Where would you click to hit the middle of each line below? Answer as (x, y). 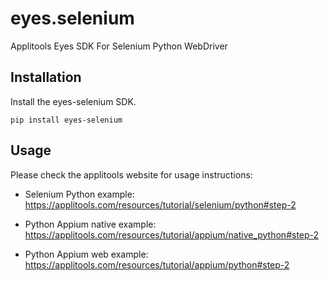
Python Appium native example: (90, 224)
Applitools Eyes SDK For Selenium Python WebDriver (119, 46)
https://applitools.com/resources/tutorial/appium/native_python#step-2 (172, 234)
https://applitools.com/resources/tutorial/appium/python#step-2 (157, 264)
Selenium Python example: (79, 194)
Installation (46, 77)
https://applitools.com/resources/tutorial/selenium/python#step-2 (160, 204)
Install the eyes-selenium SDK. (73, 101)
